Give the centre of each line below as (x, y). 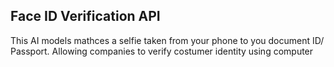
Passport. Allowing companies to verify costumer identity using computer (162, 51)
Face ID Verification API (85, 16)
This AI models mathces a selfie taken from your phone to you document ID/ (167, 40)
